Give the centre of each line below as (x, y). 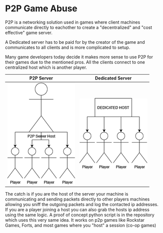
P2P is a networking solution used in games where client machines (73, 22)
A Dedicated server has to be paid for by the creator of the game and (75, 42)
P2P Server (41, 78)
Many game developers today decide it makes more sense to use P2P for (79, 57)
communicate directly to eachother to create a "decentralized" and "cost (79, 27)
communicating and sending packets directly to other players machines (77, 199)
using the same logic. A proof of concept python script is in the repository (80, 215)
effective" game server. (29, 32)
